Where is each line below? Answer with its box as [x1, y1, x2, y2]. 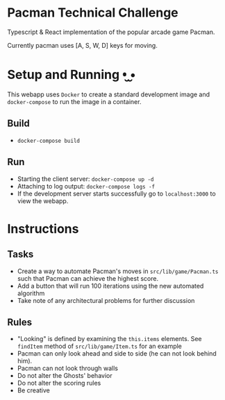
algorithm [17, 289, 45, 297]
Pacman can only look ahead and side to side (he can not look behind [17, 349, 217, 358]
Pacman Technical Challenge [7, 5, 178, 21]
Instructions [7, 220, 79, 236]
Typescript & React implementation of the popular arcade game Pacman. [7, 28, 215, 36]
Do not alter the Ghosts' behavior [17, 372, 112, 380]
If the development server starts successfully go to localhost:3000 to [17, 189, 217, 198]
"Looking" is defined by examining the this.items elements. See [17, 335, 202, 343]
